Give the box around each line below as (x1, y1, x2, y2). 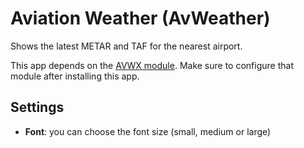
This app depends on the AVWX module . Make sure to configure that (10, 59, 294, 71)
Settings (10, 99, 65, 116)
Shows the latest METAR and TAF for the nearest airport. (10, 40, 243, 52)
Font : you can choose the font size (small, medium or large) (24, 125, 272, 137)
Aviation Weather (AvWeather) (10, 7, 271, 30)
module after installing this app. (10, 70, 140, 82)
